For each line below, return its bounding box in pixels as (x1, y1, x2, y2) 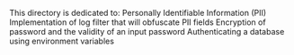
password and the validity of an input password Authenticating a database (9, 27, 285, 36)
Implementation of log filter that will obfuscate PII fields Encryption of (9, 17, 267, 27)
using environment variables (9, 35, 115, 46)
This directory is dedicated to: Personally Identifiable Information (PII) (9, 8, 267, 18)
